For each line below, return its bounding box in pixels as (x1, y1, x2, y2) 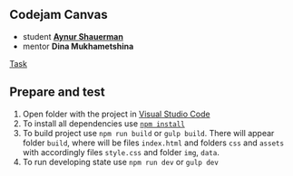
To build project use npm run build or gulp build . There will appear (22, 127, 275, 138)
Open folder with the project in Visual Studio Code (22, 108, 210, 119)
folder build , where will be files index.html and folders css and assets (22, 137, 284, 148)
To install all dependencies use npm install (22, 117, 186, 129)
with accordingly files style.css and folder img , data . (22, 146, 220, 157)
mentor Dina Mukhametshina (22, 41, 134, 51)
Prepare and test (9, 85, 106, 100)
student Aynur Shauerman (22, 31, 124, 42)
